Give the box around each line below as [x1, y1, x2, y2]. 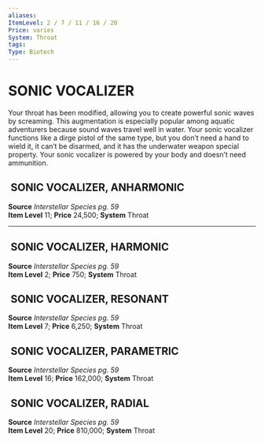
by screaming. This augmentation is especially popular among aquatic [8, 116, 235, 126]
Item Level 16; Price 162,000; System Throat [8, 374, 154, 383]
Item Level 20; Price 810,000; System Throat [8, 426, 156, 435]
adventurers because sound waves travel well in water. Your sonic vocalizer [8, 124, 254, 134]
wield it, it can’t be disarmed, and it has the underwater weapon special [8, 141, 240, 150]
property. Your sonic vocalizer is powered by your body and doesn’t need [8, 150, 246, 159]
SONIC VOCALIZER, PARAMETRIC [10, 344, 179, 358]
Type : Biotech [8, 48, 55, 56]
